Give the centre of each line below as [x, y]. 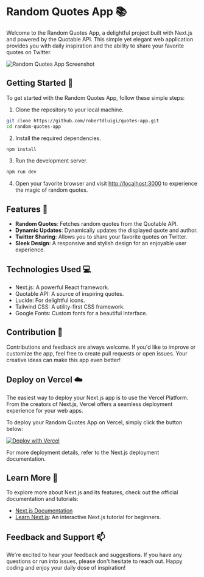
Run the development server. [51, 161]
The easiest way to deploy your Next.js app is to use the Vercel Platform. [97, 397]
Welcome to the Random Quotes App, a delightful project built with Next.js [100, 33]
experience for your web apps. [45, 410]
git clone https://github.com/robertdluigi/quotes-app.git [83, 121]
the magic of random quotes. [51, 190]
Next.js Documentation [44, 511]
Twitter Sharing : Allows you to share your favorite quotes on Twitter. [101, 237]
